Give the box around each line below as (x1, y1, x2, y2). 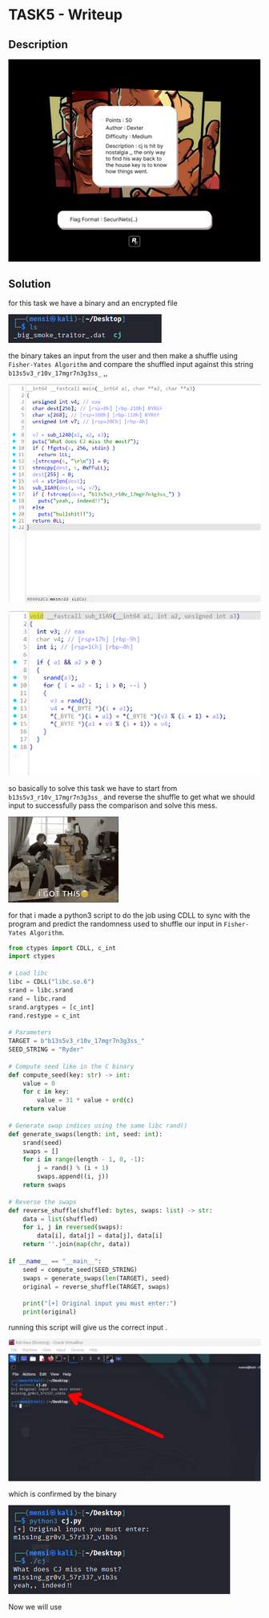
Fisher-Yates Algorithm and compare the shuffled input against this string (8, 360, 254, 369)
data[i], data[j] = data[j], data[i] (37, 1232, 163, 1240)
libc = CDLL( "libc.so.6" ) (8, 978, 94, 986)
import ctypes (8, 952, 56, 960)
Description (8, 38, 68, 51)
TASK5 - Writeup (8, 6, 122, 24)
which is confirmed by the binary (8, 1489, 118, 1498)
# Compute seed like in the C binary (8, 1062, 134, 1070)
